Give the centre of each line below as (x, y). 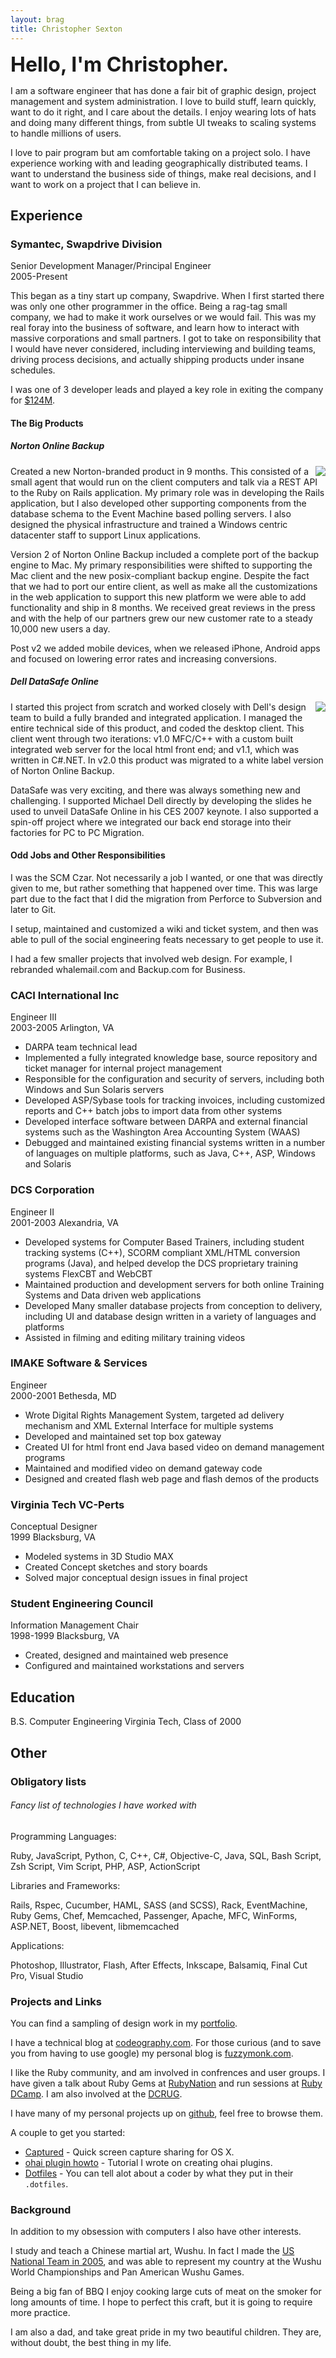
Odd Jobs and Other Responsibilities (88, 855)
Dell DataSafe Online (55, 682)
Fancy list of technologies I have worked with (103, 1805)
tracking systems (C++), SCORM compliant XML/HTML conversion (162, 1252)
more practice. (40, 2313)
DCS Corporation (52, 1190)
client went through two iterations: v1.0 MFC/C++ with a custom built (152, 738)
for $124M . (33, 400)
